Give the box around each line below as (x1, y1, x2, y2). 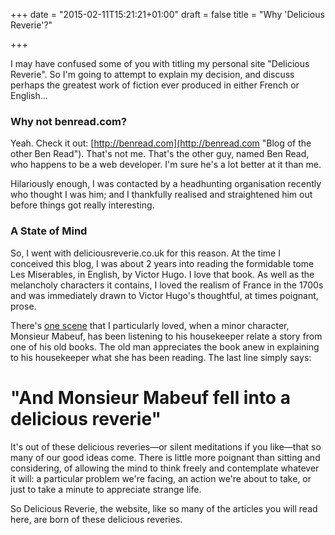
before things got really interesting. (10, 199, 155, 211)
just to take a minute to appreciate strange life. (10, 483, 202, 495)
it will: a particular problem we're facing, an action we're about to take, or (10, 472, 312, 484)
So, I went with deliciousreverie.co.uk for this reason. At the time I (10, 247, 281, 259)
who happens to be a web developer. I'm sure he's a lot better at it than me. (10, 159, 322, 171)
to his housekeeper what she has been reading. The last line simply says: (10, 351, 312, 363)
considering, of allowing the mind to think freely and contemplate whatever (10, 462, 320, 474)
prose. (10, 300, 37, 312)
